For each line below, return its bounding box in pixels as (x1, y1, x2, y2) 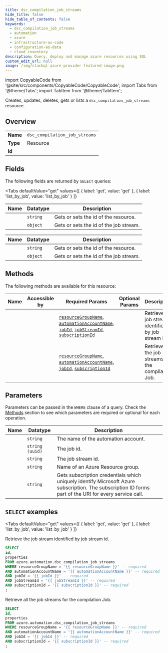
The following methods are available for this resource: (5, 283, 116, 289)
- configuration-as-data (9, 45, 61, 50)
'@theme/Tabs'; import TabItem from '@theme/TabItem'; (5, 88, 122, 94)
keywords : (5, 21, 26, 27)
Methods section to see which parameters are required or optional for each (5, 409, 160, 416)
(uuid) (26, 449, 42, 454)
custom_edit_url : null (5, 59, 52, 64)
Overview (5, 117, 36, 126)
